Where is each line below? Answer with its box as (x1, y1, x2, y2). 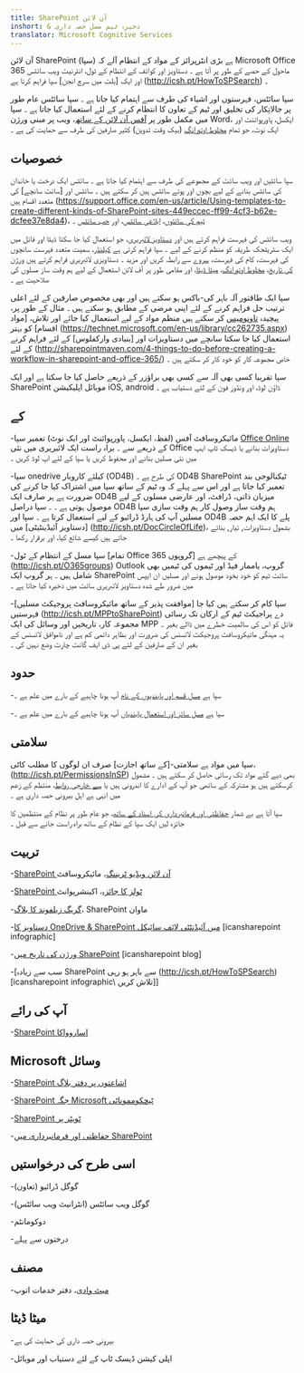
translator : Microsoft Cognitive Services (10, 30, 173, 39)
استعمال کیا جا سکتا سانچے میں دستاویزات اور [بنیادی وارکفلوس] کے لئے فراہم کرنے (10, 333, 291, 344)
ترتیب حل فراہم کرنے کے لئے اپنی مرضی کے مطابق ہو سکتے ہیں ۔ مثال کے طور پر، (10, 303, 285, 314)
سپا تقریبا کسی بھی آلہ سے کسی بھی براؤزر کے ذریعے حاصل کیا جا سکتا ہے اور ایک (10, 372, 287, 382)
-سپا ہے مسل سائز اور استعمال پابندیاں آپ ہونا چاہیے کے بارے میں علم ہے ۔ (10, 708, 225, 719)
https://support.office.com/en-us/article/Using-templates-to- (58, 196, 287, 207)
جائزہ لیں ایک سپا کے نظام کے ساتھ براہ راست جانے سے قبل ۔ (10, 817, 185, 828)
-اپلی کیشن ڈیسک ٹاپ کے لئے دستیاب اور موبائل (10, 1352, 173, 1364)
